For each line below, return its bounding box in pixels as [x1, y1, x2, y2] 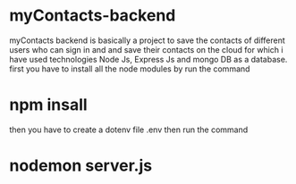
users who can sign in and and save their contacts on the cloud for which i [9, 44, 283, 54]
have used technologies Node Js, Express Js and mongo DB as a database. [9, 54, 288, 64]
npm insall [9, 95, 88, 115]
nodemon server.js [9, 155, 153, 176]
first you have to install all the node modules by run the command [9, 63, 250, 74]
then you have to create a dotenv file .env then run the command [9, 124, 249, 135]
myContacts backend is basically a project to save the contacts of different [9, 35, 286, 46]
